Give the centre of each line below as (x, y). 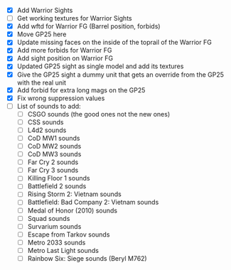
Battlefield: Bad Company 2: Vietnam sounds (93, 202)
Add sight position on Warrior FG (65, 58)
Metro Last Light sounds (63, 250)
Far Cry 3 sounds (53, 171)
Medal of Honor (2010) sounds (72, 210)
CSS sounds (46, 122)
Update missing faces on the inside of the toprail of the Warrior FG (114, 43)
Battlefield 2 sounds (57, 186)
